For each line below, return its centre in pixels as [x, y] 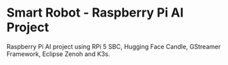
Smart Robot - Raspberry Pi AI [95, 13]
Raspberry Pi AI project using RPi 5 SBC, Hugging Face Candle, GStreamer [114, 46]
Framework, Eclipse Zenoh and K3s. [59, 54]
